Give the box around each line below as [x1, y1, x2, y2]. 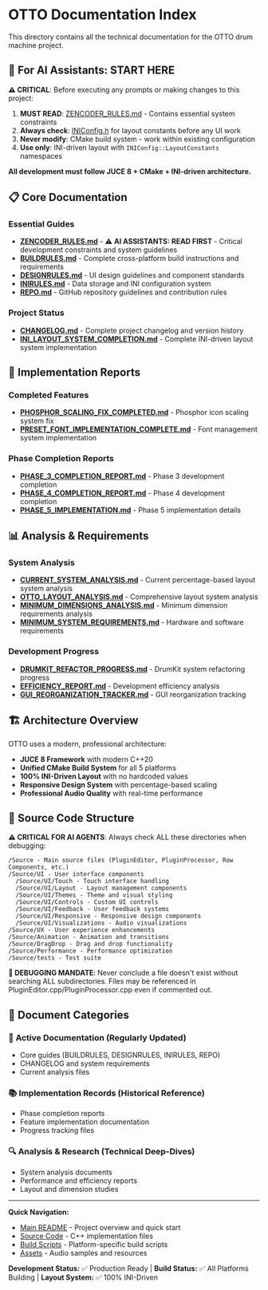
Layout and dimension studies [19, 1184, 119, 1193]
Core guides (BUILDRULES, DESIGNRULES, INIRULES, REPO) [19, 1051, 221, 1060]
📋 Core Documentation [8, 191, 128, 204]
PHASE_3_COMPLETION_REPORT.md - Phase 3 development [19, 471, 225, 480]
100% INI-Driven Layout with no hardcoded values [19, 771, 189, 781]
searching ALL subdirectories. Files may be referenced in [8, 976, 196, 986]
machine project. [8, 40, 64, 49]
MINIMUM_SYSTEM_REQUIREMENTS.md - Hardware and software [19, 617, 244, 627]
